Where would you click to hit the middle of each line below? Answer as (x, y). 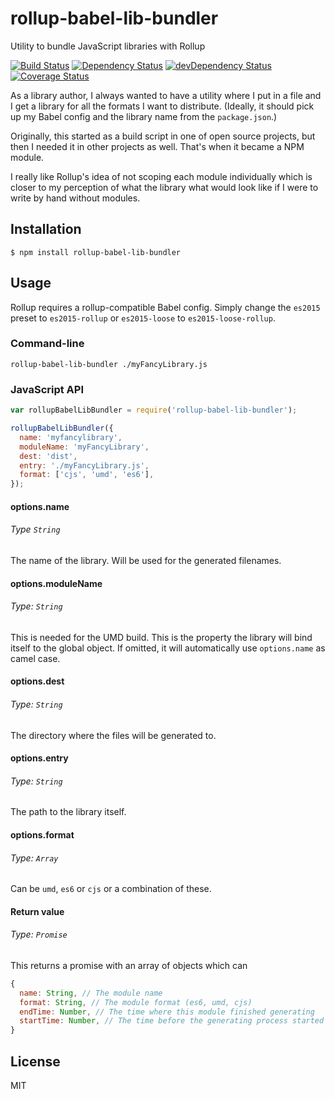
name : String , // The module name (91, 993)
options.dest (37, 681)
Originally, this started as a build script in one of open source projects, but (163, 136)
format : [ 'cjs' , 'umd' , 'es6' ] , (87, 475)
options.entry (39, 758)
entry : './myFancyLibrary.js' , (84, 465)
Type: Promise (39, 934)
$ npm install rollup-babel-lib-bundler (96, 252)
